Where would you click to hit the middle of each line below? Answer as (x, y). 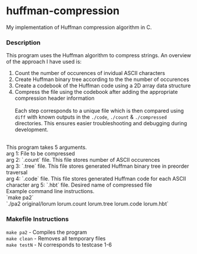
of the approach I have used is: (44, 62)
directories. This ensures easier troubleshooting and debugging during (101, 123)
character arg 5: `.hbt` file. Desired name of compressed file (79, 185)
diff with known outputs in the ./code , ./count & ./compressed (91, 117)
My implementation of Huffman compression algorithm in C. (79, 27)
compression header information (54, 98)
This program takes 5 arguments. (46, 147)
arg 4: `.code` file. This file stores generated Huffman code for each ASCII (96, 179)
